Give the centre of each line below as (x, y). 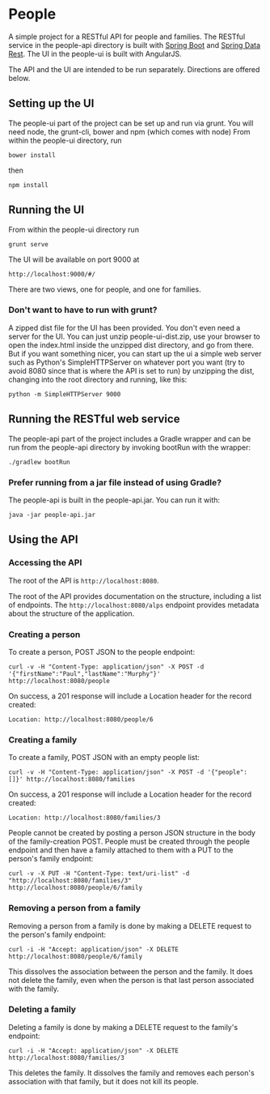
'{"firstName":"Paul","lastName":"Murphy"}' (84, 673)
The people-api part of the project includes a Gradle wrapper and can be (130, 438)
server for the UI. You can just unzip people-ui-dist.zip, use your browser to (134, 336)
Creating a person (44, 635)
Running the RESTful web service (94, 419)
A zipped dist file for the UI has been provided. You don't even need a (124, 327)
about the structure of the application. (72, 613)
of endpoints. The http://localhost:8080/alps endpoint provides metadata (134, 605)
